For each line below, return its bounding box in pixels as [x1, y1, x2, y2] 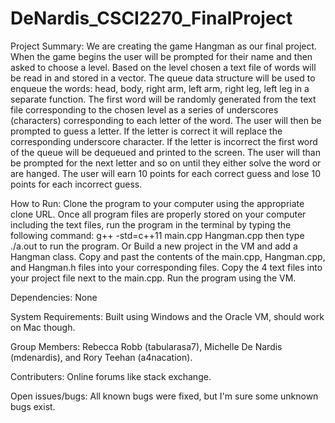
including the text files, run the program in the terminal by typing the [10, 218, 292, 231]
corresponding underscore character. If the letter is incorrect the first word [10, 135, 318, 147]
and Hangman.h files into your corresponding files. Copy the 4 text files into [10, 261, 323, 273]
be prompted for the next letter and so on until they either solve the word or [10, 157, 322, 169]
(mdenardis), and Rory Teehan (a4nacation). [10, 351, 193, 363]
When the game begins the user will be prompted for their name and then [10, 50, 313, 62]
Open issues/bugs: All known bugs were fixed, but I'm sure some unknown [10, 390, 319, 402]
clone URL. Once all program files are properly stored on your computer [10, 208, 307, 220]
